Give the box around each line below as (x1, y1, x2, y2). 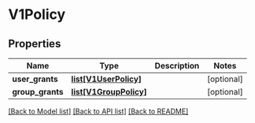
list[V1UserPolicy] (71, 73, 142, 84)
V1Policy (8, 6, 66, 24)
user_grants (12, 73, 58, 84)
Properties (8, 37, 61, 50)
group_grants (12, 87, 65, 97)
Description (154, 61, 200, 71)
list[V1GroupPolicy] (71, 87, 147, 97)
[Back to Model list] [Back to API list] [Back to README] (8, 106, 189, 116)
